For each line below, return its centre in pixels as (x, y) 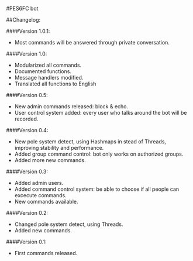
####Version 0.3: (27, 171)
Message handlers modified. (49, 78)
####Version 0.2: (27, 213)
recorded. (26, 119)
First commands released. (46, 253)
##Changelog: (23, 20)
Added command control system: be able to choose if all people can (97, 189)
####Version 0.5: (27, 95)
